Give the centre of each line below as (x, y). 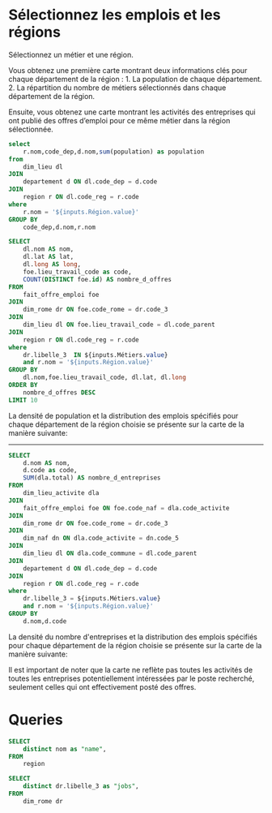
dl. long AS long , (52, 265)
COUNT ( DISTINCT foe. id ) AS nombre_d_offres (98, 279)
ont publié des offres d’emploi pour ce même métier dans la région (119, 120)
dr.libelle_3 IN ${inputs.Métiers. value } (96, 355)
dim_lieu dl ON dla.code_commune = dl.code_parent (110, 553)
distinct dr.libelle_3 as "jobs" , (81, 786)
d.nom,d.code (45, 621)
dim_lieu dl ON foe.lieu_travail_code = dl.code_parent (119, 325)
